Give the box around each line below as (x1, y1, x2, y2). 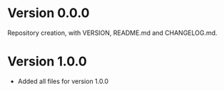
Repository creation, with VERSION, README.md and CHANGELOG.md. (7, 28, 218, 37)
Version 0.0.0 (7, 5, 90, 21)
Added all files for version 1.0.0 (17, 77, 109, 85)
